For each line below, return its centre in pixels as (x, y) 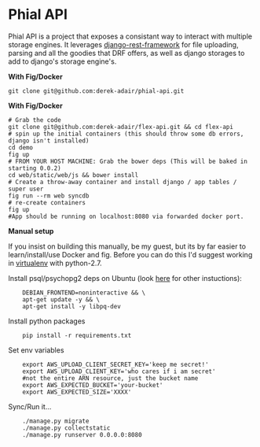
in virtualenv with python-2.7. (55, 263)
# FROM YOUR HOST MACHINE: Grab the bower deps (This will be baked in (128, 161)
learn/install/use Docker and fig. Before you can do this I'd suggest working (130, 254)
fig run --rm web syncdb (49, 196)
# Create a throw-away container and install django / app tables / (123, 182)
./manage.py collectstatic (66, 428)
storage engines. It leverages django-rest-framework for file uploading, (123, 44)
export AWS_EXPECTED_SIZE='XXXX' (77, 392)
